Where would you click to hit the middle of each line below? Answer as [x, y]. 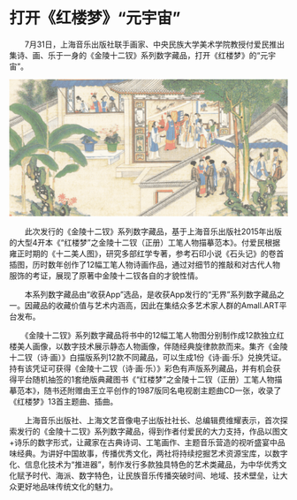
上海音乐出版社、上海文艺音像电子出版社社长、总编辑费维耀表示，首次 [152, 420]
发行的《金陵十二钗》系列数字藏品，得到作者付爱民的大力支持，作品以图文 [152, 432]
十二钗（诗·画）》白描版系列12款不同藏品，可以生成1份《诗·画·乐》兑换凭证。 [148, 358]
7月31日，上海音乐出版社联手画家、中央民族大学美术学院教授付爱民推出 [155, 44]
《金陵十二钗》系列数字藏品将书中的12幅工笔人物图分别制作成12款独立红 [154, 336]
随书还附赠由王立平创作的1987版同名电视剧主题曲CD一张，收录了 [163, 390]
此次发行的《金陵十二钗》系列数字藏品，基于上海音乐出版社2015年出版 [153, 231]
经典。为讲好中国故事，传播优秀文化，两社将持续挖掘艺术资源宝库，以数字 [152, 454]
